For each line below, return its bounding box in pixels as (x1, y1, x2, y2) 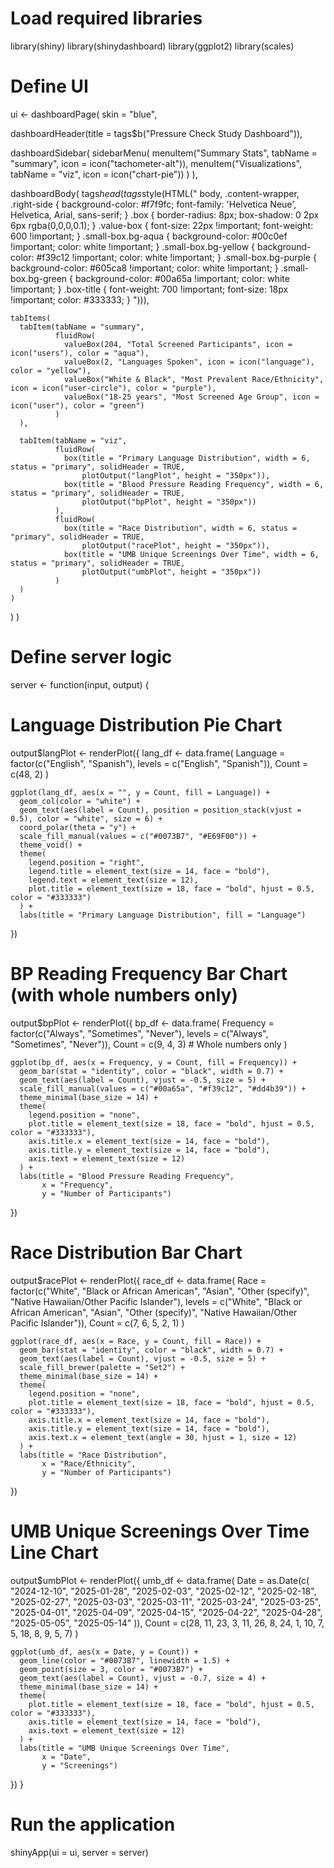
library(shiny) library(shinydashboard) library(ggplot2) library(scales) (10, 40, 295, 52)
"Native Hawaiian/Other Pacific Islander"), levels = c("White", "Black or (10, 1295, 303, 1307)
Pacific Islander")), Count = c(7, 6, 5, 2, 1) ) (10, 1317, 185, 1329)
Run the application (10, 1813, 176, 1836)
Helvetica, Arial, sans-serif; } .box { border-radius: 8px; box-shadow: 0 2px (10, 208, 320, 221)
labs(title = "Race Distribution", (19, 1450, 168, 1460)
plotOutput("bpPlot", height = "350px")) (81, 497, 257, 507)
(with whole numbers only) (10, 983, 238, 1006)
